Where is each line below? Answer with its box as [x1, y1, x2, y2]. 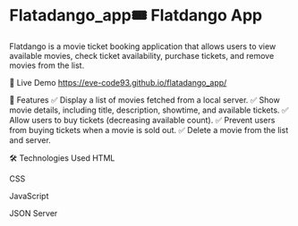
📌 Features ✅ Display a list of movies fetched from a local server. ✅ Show [9, 94, 280, 105]
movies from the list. [9, 60, 85, 71]
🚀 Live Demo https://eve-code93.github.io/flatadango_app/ [9, 77, 227, 88]
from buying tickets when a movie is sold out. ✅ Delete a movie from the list [9, 124, 289, 135]
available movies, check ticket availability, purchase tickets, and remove [9, 50, 275, 61]
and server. [9, 134, 51, 146]
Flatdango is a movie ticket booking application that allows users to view [9, 40, 277, 52]
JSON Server [9, 207, 58, 218]
